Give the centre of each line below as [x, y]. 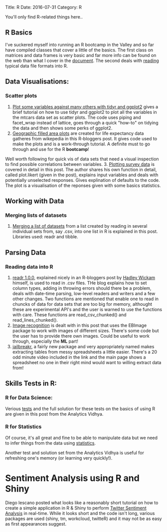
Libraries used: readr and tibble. [45, 237]
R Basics [19, 33]
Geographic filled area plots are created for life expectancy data [78, 133]
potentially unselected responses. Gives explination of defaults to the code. [83, 180]
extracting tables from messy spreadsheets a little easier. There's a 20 [85, 352]
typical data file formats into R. [37, 66]
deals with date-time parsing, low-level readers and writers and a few [84, 293]
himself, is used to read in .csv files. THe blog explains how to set [80, 283]
